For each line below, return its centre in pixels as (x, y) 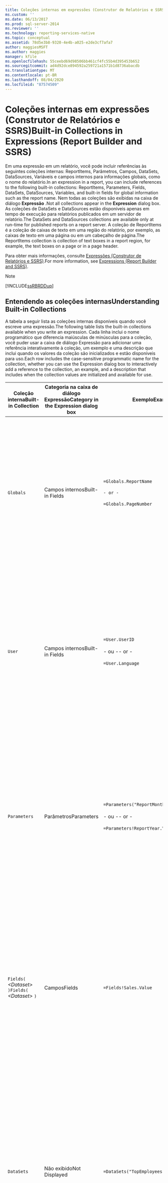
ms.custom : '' (20, 15)
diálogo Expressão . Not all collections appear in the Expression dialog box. (83, 203)
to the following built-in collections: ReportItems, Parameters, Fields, (75, 187)
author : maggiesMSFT (27, 47)
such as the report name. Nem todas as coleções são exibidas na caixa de (82, 198)
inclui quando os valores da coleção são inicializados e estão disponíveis (80, 353)
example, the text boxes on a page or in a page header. (62, 246)
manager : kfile (21, 56)
